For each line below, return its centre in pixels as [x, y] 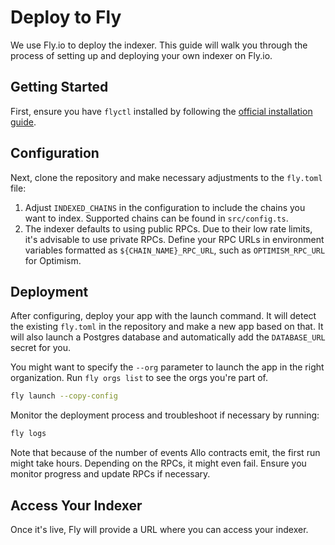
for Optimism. [53, 260]
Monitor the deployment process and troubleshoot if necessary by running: [165, 415]
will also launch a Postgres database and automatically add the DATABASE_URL [168, 337]
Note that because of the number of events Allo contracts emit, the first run [165, 453]
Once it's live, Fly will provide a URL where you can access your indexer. [159, 529]
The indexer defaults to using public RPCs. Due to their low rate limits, [168, 228]
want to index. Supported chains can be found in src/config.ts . [156, 218]
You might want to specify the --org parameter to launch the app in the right [167, 367]
